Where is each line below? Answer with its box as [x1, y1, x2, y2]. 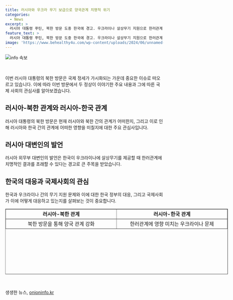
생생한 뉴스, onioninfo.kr [5, 289, 54, 295]
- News [10, 17, 24, 22]
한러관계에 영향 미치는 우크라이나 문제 [130, 220, 214, 228]
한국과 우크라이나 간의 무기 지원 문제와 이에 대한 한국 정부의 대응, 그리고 [5, 192, 146, 198]
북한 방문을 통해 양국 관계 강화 [27, 220, 95, 228]
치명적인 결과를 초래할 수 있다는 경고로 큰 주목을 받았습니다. [5, 161, 122, 167]
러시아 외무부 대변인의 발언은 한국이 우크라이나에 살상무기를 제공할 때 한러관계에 [5, 155, 162, 161]
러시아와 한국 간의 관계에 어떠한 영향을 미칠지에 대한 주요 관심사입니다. [10, 124, 149, 130]
